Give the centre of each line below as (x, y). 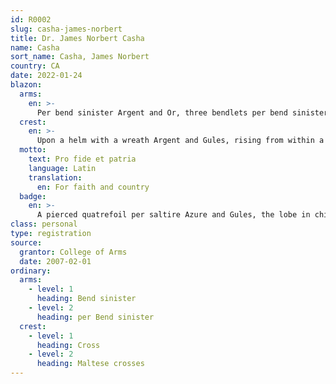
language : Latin (62, 168)
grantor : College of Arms (73, 252)
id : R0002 (31, 19)
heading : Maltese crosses (90, 364)
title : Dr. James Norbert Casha (77, 38)
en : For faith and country (93, 187)
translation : (55, 177)
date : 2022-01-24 (46, 76)
